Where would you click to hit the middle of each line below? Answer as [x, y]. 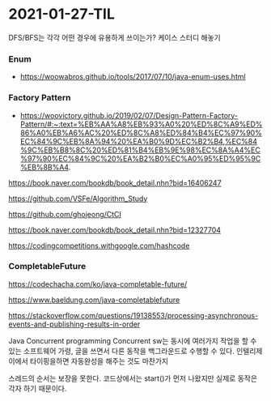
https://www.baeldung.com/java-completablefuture [94, 300]
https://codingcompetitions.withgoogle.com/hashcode [99, 245]
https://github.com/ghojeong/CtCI [65, 214]
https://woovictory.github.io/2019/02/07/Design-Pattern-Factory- [129, 115]
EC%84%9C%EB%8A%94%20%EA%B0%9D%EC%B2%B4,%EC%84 [138, 141]
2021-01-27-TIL [62, 14]
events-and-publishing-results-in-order [74, 324]
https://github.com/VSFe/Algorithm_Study [78, 198]
